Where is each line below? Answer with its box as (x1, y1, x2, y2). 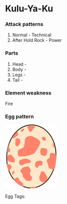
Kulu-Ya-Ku (5, 3, 53, 14)
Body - (12, 66, 27, 72)
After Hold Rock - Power (12, 37, 62, 43)
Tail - (12, 77, 23, 83)
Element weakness (5, 89, 52, 96)
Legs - (12, 72, 26, 78)
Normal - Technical (12, 32, 52, 38)
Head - (12, 61, 27, 67)
